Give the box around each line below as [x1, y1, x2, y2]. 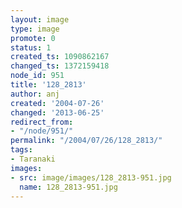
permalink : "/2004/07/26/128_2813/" [10, 136, 163, 146]
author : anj [10, 89, 60, 99]
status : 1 [10, 42, 52, 53]
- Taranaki [10, 154, 56, 164]
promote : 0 [10, 33, 56, 43]
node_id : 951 [10, 71, 65, 81]
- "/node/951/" [10, 126, 74, 136]
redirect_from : [10, 117, 74, 127]
